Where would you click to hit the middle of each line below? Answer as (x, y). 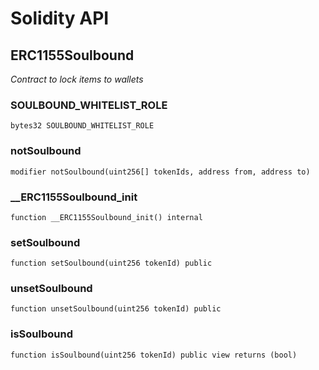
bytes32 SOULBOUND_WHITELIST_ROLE (82, 126)
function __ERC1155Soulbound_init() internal (106, 217)
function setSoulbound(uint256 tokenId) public (111, 263)
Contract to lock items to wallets (77, 79)
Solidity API (60, 18)
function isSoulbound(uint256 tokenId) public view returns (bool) (154, 355)
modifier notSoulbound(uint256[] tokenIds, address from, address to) (160, 172)
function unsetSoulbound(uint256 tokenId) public (116, 309)
